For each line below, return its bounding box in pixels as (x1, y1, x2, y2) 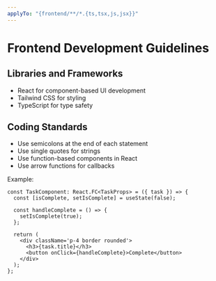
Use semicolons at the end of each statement (17, 140, 148, 148)
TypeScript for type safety (17, 101, 93, 109)
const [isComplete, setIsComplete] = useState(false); (13, 195, 176, 202)
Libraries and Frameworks (7, 67, 123, 80)
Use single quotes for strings (17, 147, 101, 155)
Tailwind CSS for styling (17, 93, 86, 102)
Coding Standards (7, 121, 88, 133)
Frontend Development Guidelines (7, 40, 210, 56)
